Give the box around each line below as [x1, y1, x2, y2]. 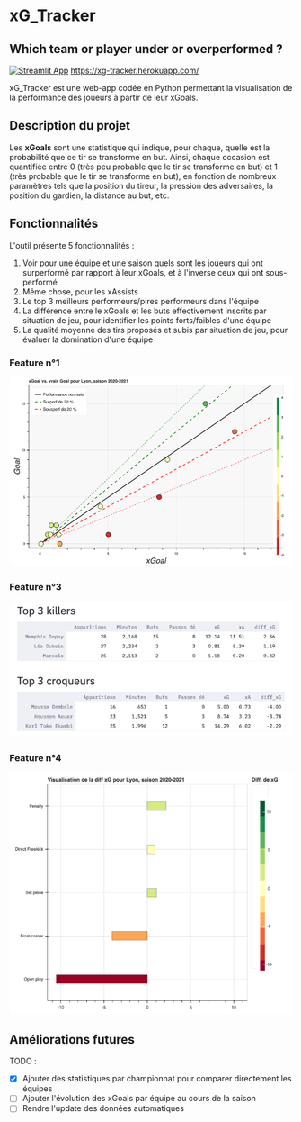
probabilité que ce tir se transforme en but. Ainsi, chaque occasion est [9, 151, 270, 162]
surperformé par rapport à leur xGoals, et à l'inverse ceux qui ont [22, 267, 264, 277]
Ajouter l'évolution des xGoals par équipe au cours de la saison [22, 1093, 256, 1104]
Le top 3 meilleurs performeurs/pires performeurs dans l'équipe [22, 295, 259, 306]
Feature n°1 [9, 357, 60, 369]
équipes [22, 1083, 53, 1094]
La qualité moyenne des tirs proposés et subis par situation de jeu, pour [22, 324, 288, 335]
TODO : [9, 1055, 38, 1067]
